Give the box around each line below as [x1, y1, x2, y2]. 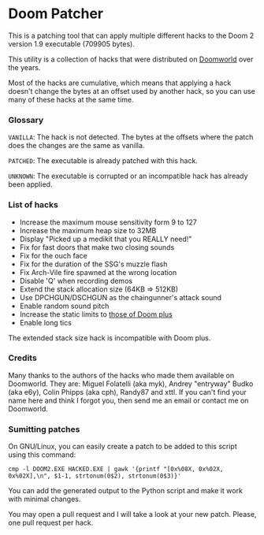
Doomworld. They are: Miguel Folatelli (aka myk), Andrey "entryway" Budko [8, 379, 254, 388]
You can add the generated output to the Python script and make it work [8, 486, 243, 496]
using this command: [8, 450, 76, 459]
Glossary [8, 114, 44, 125]
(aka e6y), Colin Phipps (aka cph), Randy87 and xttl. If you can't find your [8, 387, 247, 396]
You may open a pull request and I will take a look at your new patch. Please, [8, 510, 257, 519]
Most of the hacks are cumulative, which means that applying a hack [8, 78, 232, 87]
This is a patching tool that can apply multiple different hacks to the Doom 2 [8, 31, 255, 40]
